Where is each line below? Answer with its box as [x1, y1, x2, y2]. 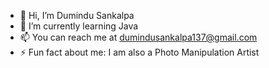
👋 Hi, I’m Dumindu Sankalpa [19, 10, 135, 21]
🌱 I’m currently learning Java [19, 20, 139, 32]
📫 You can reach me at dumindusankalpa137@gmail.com [19, 31, 258, 43]
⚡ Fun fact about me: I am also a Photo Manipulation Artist [19, 46, 260, 58]
